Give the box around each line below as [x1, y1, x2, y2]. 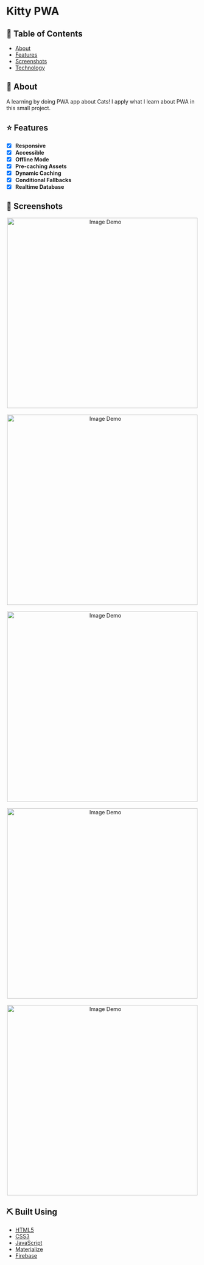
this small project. [6, 104, 51, 111]
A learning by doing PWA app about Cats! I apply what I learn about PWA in [6, 97, 195, 105]
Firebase [15, 1252, 38, 1259]
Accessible [15, 149, 44, 156]
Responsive [15, 142, 46, 149]
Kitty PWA [6, 4, 60, 18]
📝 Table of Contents [6, 29, 83, 39]
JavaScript [15, 1239, 43, 1246]
